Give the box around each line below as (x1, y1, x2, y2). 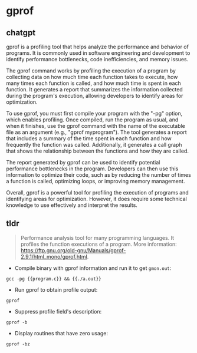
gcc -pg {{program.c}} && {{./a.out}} (6, 276, 101, 282)
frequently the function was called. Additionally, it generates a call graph (6, 141, 182, 148)
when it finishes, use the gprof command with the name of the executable (6, 123, 186, 129)
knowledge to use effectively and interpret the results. (6, 202, 137, 209)
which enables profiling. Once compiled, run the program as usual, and (6, 116, 179, 123)
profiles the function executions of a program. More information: (20, 240, 177, 248)
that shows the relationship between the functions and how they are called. (6, 147, 189, 154)
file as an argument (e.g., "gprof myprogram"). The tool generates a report (6, 128, 187, 136)
